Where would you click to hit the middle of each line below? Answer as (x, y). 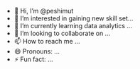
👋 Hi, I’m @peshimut (44, 11)
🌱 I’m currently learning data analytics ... (73, 26)
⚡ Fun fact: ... (33, 59)
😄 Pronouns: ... (37, 51)
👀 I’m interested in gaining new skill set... (74, 18)
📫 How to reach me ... (47, 41)
